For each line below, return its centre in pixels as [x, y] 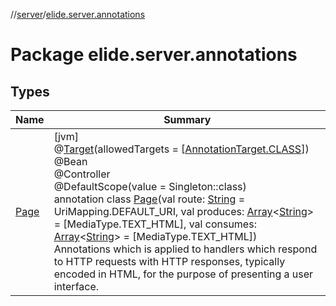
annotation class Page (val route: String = [149, 199]
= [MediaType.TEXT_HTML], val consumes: [155, 224]
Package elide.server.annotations [154, 55]
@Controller [82, 174]
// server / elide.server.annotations [78, 14]
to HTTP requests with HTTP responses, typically [169, 261]
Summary [187, 119]
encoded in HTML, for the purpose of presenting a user [183, 274]
